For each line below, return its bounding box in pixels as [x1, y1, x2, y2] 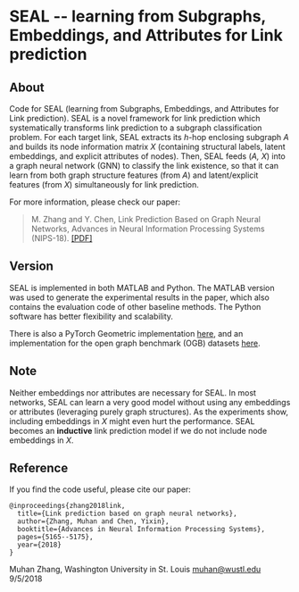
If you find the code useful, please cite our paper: [9, 484, 192, 495]
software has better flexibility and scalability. [9, 311, 174, 321]
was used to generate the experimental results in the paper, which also [9, 292, 270, 303]
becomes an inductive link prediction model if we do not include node [9, 425, 268, 436]
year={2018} [17, 540, 62, 550]
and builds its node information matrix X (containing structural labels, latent [9, 141, 286, 152]
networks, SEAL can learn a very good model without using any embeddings [9, 396, 291, 407]
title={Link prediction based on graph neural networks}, [17, 509, 238, 519]
